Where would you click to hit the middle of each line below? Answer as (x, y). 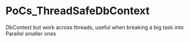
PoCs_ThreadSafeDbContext (78, 11)
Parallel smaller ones (31, 33)
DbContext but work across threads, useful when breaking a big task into (95, 27)
